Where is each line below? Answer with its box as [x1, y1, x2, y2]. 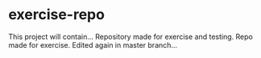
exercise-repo [8, 6, 105, 24]
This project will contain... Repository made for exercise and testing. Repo [8, 32, 254, 41]
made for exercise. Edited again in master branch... [8, 40, 178, 49]
